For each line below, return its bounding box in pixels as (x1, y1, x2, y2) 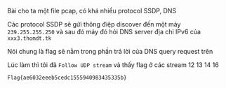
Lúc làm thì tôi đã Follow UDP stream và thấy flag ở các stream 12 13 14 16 (7, 61, 219, 69)
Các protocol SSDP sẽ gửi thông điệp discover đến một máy (7, 20, 181, 28)
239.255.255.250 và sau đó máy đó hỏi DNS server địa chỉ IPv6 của (7, 28, 201, 36)
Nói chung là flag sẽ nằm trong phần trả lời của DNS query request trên (7, 47, 213, 55)
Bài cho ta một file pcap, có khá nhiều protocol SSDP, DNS (7, 7, 177, 15)
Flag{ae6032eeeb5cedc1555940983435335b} (7, 74, 128, 81)
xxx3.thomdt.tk (7, 35, 52, 42)
